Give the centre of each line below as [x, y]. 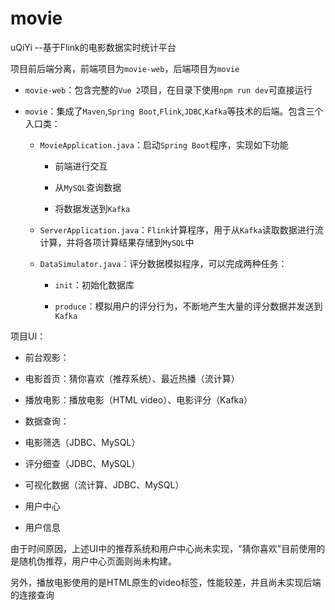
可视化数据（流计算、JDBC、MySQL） [104, 484]
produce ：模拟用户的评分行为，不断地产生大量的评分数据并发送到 [188, 306]
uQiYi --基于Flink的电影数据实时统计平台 [93, 47]
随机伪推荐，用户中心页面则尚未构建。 [97, 561]
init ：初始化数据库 [94, 284]
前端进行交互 [81, 166]
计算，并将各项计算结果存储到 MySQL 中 [117, 242]
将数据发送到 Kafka [92, 208]
